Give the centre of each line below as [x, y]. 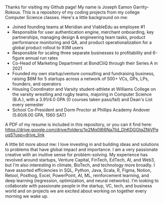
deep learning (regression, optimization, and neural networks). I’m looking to [82, 181]
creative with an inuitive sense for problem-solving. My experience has [76, 155]
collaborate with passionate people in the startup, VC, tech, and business [79, 186]
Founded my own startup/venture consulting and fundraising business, [83, 73]
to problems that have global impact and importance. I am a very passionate [82, 149]
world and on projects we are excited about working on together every [76, 191]
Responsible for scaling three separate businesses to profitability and [82, 53]
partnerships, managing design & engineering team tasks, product [79, 37]
